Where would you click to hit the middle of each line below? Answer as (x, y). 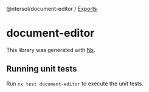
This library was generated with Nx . (51, 50)
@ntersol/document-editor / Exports (52, 9)
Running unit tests (42, 69)
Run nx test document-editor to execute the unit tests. (75, 84)
